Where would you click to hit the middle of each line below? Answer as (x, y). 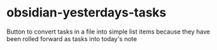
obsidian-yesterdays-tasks (86, 13)
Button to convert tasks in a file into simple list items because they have (108, 32)
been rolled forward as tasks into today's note (72, 38)
